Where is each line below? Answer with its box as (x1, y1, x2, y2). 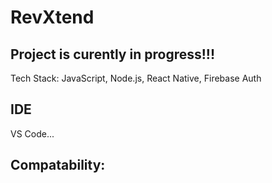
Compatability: (10, 157, 106, 174)
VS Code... (10, 127, 55, 140)
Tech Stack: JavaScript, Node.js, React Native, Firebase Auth (10, 72, 262, 84)
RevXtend (10, 6, 95, 29)
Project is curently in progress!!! (10, 46, 216, 63)
